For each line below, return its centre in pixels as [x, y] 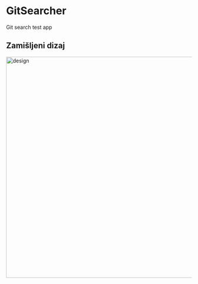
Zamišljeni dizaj [36, 46]
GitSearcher [36, 11]
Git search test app [29, 27]
